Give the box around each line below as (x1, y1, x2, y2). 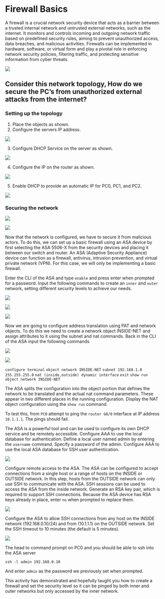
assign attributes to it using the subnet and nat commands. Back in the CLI (5, 333, 156, 339)
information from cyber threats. (5, 56, 69, 62)
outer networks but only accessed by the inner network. (5, 588, 119, 594)
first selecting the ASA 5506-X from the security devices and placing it (5, 244, 149, 250)
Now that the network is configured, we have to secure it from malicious (5, 234, 152, 240)
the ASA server (5, 550, 36, 556)
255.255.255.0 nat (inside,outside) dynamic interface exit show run (5, 372, 148, 377)
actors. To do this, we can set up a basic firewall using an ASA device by (5, 239, 153, 245)
